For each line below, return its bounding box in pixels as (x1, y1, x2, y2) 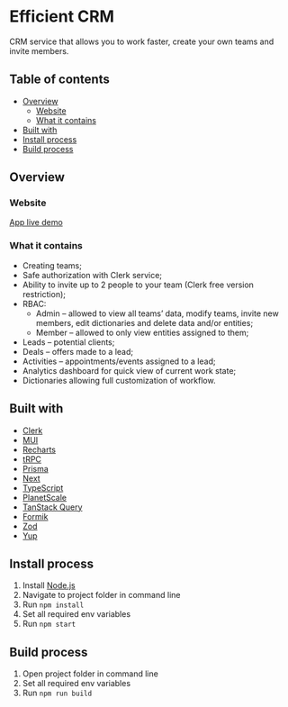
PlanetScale (22, 492, 67, 503)
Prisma (22, 463, 49, 474)
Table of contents (9, 72, 110, 87)
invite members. (9, 45, 69, 56)
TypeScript (22, 482, 64, 493)
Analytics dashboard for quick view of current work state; (22, 365, 237, 376)
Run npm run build (22, 687, 93, 699)
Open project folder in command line (22, 668, 159, 679)
